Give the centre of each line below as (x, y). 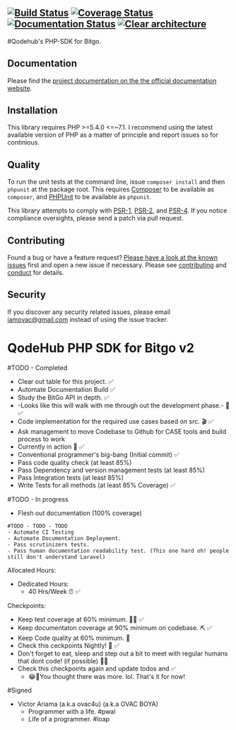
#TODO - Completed (37, 367)
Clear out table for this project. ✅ (66, 381)
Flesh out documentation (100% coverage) (80, 513)
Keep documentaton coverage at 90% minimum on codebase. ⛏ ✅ (115, 627)
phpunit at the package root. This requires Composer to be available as (111, 189)
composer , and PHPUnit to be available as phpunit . (79, 197)
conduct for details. (36, 273)
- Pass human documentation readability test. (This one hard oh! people (118, 551)
